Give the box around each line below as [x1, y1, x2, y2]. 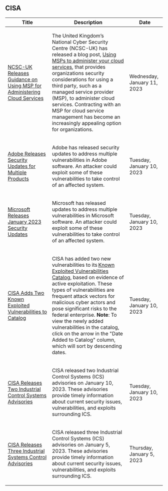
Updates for [7, 162, 36, 169]
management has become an [51, 113, 120, 120]
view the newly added [51, 317, 103, 324]
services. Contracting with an [51, 101, 121, 108]
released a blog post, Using [51, 51, 116, 58]
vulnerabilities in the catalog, [51, 324, 119, 331]
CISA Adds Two [7, 289, 44, 296]
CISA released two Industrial [51, 367, 119, 374]
